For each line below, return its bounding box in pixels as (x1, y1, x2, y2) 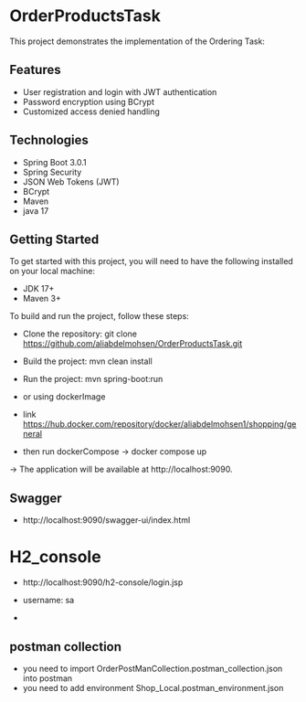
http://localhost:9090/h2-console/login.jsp (22, 577, 184, 588)
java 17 (22, 205, 49, 216)
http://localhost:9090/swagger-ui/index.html (22, 515, 191, 526)
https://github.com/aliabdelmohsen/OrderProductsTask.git (22, 338, 243, 349)
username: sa (22, 595, 75, 606)
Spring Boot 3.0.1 (22, 156, 87, 167)
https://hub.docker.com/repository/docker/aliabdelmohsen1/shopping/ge (22, 419, 297, 430)
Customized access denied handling (22, 106, 160, 117)
